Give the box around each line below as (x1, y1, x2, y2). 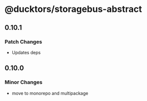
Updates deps (11, 49, 41, 55)
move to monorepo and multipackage (11, 90, 89, 96)
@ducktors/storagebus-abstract (4, 3, 142, 15)
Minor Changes (4, 79, 43, 86)
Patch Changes (4, 38, 43, 45)
